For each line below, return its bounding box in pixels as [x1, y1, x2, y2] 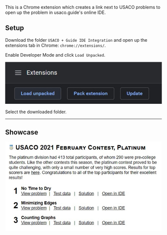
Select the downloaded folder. [5, 109, 67, 115]
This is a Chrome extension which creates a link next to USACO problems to [5, 4, 161, 10]
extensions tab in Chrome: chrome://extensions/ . [5, 42, 106, 48]
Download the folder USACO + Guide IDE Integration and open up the [5, 37, 148, 43]
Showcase [5, 128, 39, 136]
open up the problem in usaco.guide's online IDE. [5, 9, 106, 15]
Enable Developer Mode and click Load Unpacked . [5, 52, 105, 58]
